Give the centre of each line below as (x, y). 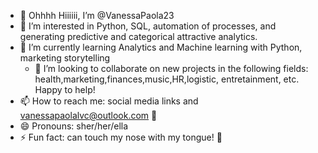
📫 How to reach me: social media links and (109, 101)
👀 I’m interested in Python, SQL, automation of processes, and (148, 26)
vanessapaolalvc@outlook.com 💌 (88, 115)
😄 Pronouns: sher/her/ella (74, 126)
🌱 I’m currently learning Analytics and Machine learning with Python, (161, 47)
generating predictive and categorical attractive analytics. (138, 36)
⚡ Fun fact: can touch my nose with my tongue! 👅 (121, 137)
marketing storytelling (65, 58)
